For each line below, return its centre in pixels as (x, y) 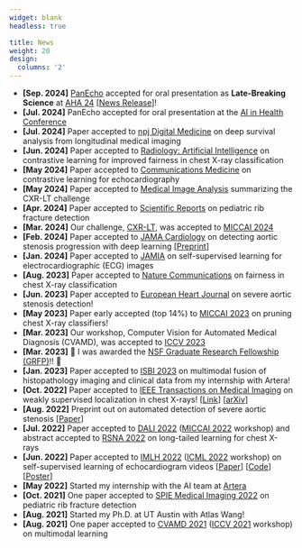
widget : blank (36, 18)
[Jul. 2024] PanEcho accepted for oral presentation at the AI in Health (153, 112)
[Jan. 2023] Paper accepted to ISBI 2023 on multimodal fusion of (144, 371)
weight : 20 (30, 50)
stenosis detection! (58, 304)
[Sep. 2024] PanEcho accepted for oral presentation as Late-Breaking (154, 93)
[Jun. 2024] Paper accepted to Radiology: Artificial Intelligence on (146, 151)
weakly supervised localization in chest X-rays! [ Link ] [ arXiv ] (135, 399)
